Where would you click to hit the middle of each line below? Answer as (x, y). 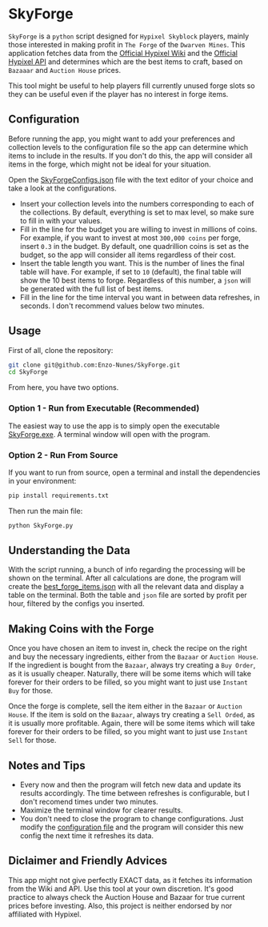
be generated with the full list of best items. (92, 288)
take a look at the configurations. (63, 188)
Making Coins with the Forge (81, 629)
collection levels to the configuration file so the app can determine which (128, 147)
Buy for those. (31, 691)
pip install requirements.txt (59, 496)
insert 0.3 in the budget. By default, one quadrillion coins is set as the (134, 246)
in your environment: (42, 480)
